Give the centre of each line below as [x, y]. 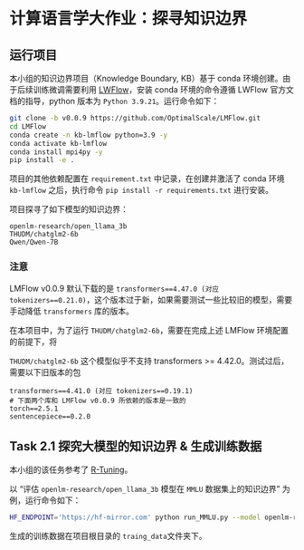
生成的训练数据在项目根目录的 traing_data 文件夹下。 [108, 536]
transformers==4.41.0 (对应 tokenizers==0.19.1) [101, 391]
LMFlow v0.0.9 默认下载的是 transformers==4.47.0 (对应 [114, 288]
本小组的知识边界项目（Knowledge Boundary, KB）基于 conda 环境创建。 [146, 78]
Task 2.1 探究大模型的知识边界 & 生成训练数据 [136, 446]
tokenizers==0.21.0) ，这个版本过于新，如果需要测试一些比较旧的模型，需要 [151, 299]
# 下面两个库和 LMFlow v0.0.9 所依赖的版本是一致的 [98, 400]
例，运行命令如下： [45, 500]
